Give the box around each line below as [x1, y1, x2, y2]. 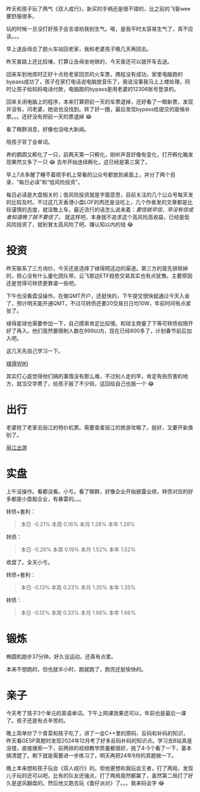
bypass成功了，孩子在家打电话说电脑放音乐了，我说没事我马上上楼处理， [6, 78, 185, 85]
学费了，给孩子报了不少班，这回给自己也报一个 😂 [31, 380, 154, 387]
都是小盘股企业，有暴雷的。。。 [11, 495, 84, 502]
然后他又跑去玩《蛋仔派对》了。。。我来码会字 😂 [47, 779, 165, 787]
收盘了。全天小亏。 [6, 558, 53, 565]
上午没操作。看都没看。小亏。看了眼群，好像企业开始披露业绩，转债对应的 [6, 487, 188, 495]
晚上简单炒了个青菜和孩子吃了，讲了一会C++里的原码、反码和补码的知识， [6, 730, 189, 737]
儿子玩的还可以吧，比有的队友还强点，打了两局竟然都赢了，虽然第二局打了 [6, 772, 188, 779]
